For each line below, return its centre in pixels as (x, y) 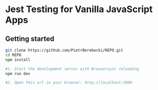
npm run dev (18, 74)
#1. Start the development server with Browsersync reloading (72, 69)
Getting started (30, 39)
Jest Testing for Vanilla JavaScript (79, 9)
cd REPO (13, 55)
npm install (18, 60)
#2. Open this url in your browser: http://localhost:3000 (69, 83)
